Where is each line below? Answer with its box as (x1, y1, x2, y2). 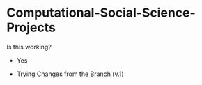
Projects (6, 20, 56, 36)
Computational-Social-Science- (6, 5, 196, 21)
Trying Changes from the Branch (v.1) (16, 70, 124, 78)
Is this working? (6, 42, 52, 51)
